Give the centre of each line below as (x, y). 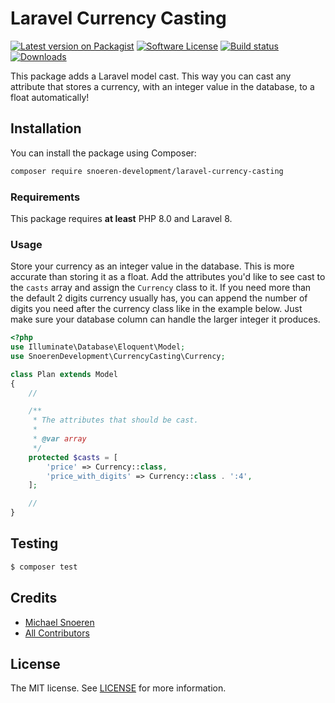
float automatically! (50, 97)
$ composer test (44, 567)
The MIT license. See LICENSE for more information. (118, 688)
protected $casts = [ (73, 457)
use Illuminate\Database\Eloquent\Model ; (98, 347)
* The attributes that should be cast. (115, 420)
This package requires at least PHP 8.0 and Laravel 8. (121, 218)
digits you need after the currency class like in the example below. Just (156, 309)
